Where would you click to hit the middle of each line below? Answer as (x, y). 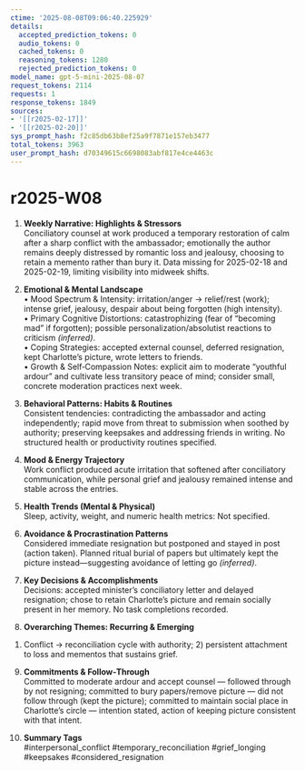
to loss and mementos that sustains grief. (100, 654)
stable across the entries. (71, 488)
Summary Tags (53, 737)
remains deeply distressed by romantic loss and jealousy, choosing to (154, 252)
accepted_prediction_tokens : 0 (78, 35)
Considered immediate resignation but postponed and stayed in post (152, 543)
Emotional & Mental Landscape (83, 289)
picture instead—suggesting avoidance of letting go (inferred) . (140, 562)
